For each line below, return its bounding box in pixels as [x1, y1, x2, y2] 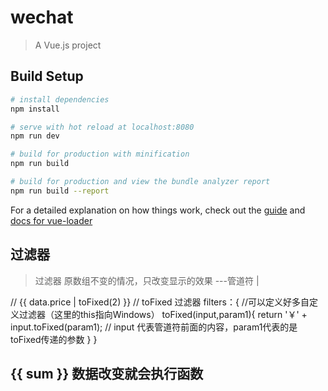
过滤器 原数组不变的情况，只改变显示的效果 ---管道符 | [34, 274, 260, 286]
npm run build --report [10, 186, 110, 196]
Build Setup [10, 68, 84, 85]
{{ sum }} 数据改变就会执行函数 [10, 365, 204, 382]
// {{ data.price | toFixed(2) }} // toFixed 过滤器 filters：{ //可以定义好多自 [10, 296, 310, 308]
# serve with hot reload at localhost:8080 [10, 122, 195, 132]
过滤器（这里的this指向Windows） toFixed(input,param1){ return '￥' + [18, 308, 308, 320]
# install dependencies [10, 94, 110, 105]
